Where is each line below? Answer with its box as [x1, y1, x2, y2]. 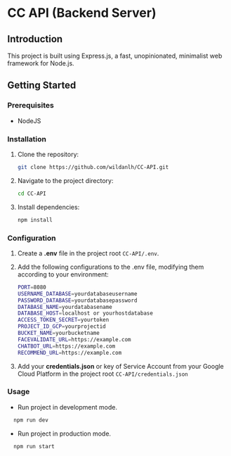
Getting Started [7, 80, 77, 91]
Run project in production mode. [17, 429, 111, 438]
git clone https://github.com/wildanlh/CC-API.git [17, 163, 169, 170]
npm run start [13, 443, 55, 450]
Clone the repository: [17, 150, 79, 158]
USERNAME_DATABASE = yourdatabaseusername [17, 290, 138, 297]
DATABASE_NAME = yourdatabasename [17, 303, 112, 310]
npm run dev [13, 417, 49, 424]
